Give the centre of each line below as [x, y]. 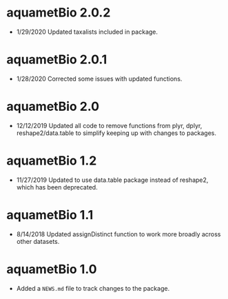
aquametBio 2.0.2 [59, 13]
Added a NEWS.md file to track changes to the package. [93, 288]
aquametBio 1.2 [52, 161]
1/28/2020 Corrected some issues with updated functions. [99, 79]
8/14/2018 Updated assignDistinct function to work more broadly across [118, 234]
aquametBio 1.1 [50, 215]
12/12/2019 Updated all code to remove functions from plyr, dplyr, [109, 125]
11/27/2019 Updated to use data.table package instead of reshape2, [112, 180]
